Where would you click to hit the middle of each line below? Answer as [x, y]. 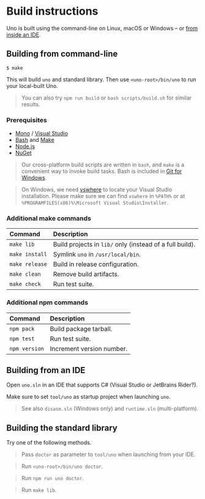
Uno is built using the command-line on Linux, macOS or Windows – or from [102, 28]
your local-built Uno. [32, 86]
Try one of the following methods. [49, 443]
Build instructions [52, 11]
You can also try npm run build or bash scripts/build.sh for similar [106, 98]
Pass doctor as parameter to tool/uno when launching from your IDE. [108, 454]
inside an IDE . [24, 34]
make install [28, 254]
